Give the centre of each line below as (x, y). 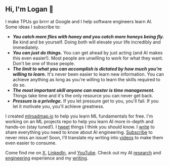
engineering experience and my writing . (47, 158)
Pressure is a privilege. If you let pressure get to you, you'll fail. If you (86, 101)
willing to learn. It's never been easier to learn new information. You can (88, 74)
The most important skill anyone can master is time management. (83, 90)
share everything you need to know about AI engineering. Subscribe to (79, 132)
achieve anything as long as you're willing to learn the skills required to (86, 79)
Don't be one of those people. (44, 63)
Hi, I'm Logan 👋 (29, 9)
